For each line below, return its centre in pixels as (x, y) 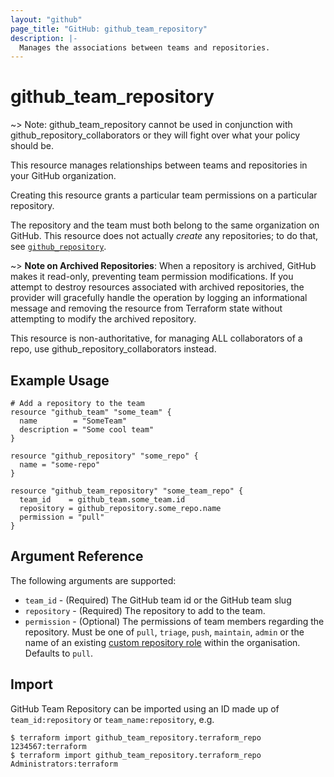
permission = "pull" (62, 517)
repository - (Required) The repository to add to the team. (145, 610)
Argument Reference (77, 556)
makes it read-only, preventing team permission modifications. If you (152, 277)
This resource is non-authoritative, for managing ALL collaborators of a (156, 338)
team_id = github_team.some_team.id (102, 500)
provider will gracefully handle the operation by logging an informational (159, 298)
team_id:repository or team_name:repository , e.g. (112, 719)
